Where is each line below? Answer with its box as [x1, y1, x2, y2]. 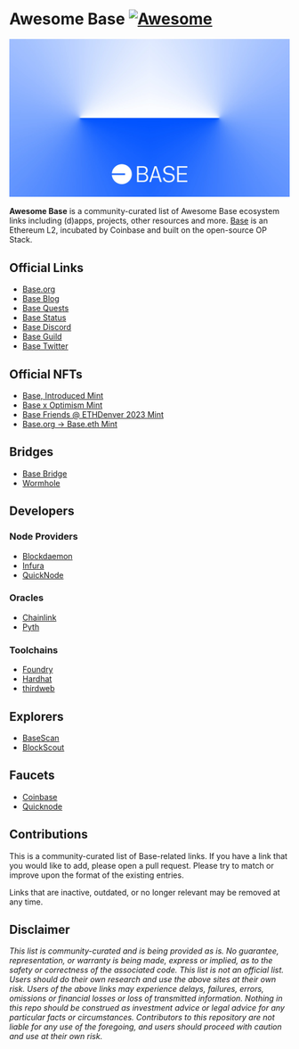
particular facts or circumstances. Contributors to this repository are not [9, 1012, 276, 1023]
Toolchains [9, 643, 59, 656]
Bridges [9, 444, 54, 459]
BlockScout [21, 741, 65, 753]
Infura [21, 560, 44, 571]
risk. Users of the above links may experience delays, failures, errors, [9, 984, 264, 995]
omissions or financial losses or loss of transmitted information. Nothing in [9, 993, 283, 1004]
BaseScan [21, 732, 60, 743]
